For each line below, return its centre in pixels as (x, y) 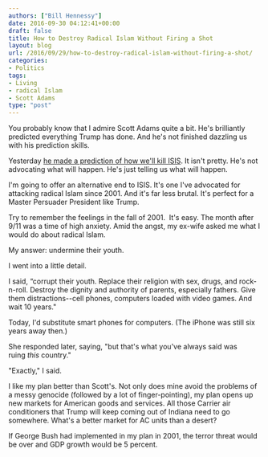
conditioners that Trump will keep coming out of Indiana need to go (119, 412)
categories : (28, 61)
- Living (23, 83)
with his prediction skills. (49, 145)
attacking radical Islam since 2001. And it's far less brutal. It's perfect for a (131, 194)
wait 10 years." (32, 307)
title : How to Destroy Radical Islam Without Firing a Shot (111, 38)
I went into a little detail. (47, 266)
